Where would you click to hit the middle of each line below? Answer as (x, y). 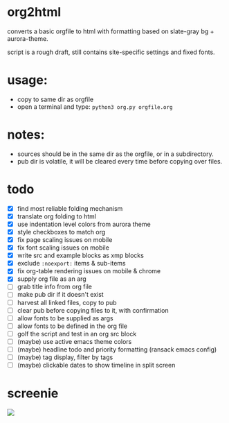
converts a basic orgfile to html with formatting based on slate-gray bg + (111, 31)
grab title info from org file (54, 287)
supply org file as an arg (52, 279)
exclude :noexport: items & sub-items (71, 264)
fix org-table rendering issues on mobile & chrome (89, 271)
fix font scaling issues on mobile (63, 248)
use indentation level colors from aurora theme (84, 224)
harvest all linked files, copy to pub (67, 302)
